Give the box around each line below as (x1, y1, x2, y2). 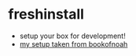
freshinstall (8, 5, 85, 23)
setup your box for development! (19, 31, 126, 40)
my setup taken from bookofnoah (19, 39, 128, 48)
